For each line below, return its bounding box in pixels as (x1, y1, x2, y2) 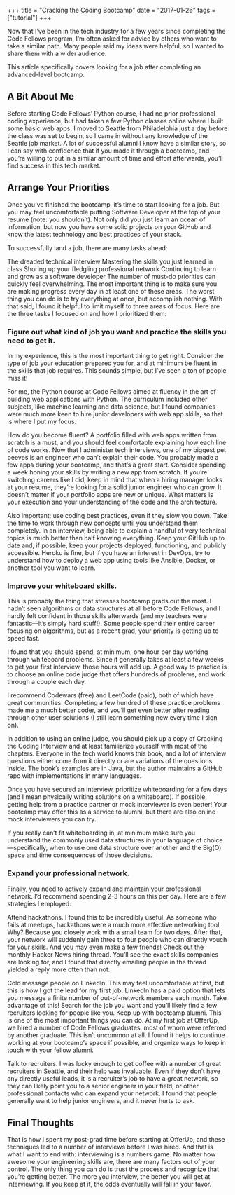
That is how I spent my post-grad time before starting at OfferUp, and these (7, 1135, 225, 1144)
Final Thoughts (7, 1117, 75, 1128)
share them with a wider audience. (7, 49, 107, 57)
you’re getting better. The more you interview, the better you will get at (7, 1173, 211, 1181)
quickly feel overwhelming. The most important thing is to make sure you (7, 280, 218, 288)
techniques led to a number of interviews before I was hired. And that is (7, 1142, 213, 1152)
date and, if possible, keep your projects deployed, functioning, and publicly (7, 541, 227, 549)
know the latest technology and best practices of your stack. (7, 230, 182, 238)
